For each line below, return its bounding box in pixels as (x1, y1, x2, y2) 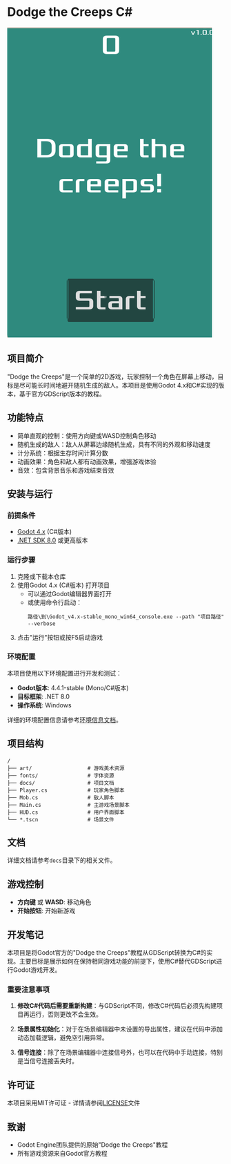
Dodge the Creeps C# (7, 4, 133, 20)
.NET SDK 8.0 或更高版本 (17, 536, 88, 544)
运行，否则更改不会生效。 (29, 1010, 102, 1019)
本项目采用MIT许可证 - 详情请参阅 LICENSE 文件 (7, 1099, 141, 1107)
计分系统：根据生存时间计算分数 (17, 448, 108, 457)
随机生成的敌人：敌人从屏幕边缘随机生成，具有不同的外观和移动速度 (17, 440, 211, 448)
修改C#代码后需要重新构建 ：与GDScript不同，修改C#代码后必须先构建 (17, 1002, 217, 1010)
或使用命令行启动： (27, 598, 83, 607)
